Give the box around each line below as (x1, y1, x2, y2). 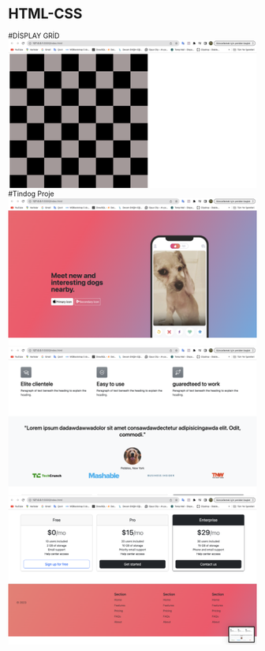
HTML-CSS (8, 5, 83, 23)
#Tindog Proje (8, 189, 54, 198)
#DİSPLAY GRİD (8, 31, 60, 40)
